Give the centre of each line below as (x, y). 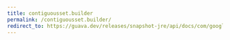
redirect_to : (26, 26)
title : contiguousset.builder (50, 13)
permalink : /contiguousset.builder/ (59, 20)
